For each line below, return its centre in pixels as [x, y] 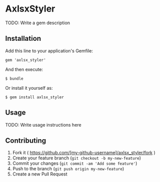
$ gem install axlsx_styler [35, 97]
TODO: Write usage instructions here [43, 125]
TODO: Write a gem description [38, 23]
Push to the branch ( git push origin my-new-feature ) [68, 169]
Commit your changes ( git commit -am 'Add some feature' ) [75, 163]
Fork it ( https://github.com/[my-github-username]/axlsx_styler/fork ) [84, 153]
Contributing [26, 140]
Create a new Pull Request [40, 174]
